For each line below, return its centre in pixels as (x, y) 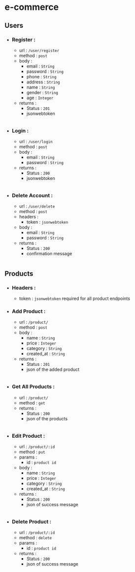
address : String (43, 82)
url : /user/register (39, 50)
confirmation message (49, 254)
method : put (32, 452)
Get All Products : (33, 387)
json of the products (47, 418)
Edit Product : (28, 436)
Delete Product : (32, 521)
